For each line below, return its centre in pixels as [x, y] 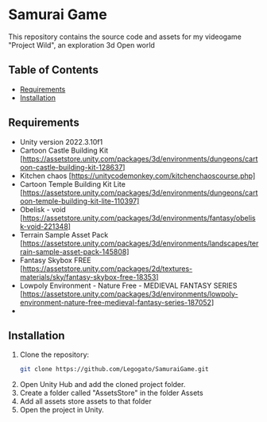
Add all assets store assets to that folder [86, 401]
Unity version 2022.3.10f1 [61, 141]
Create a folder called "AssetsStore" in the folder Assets [112, 393]
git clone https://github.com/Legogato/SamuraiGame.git [114, 370]
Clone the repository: [54, 354]
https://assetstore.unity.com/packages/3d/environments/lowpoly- [130, 294]
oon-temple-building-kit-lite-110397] [79, 201]
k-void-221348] [45, 226]
